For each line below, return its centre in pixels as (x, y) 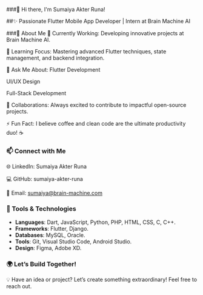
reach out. (19, 286)
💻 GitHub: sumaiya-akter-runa (45, 179)
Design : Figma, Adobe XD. (48, 248)
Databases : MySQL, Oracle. (50, 235)
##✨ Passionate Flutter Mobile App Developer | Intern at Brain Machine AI (98, 21)
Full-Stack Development (36, 93)
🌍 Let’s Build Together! (42, 264)
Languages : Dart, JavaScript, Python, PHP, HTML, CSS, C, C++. (95, 222)
